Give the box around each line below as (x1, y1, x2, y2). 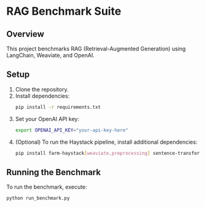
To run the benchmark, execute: (6, 183, 87, 191)
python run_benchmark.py (6, 195, 70, 201)
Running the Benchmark (6, 167, 101, 178)
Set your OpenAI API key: (15, 115, 80, 122)
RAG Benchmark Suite (6, 4, 122, 18)
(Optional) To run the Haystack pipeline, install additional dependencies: (15, 138, 198, 146)
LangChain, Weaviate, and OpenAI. (6, 52, 95, 59)
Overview (6, 29, 45, 39)
